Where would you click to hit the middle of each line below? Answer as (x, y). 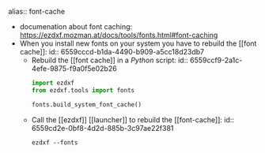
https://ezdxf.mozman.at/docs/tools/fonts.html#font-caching (119, 35)
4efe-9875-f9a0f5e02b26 (74, 69)
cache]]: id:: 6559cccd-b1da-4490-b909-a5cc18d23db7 (112, 52)
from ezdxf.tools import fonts (83, 90)
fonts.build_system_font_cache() (87, 104)
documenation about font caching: (76, 26)
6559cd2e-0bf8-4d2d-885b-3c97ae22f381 (102, 128)
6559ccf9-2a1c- (216, 60)
